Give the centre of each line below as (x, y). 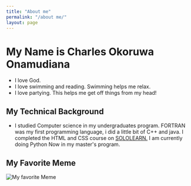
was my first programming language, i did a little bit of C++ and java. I (99, 132)
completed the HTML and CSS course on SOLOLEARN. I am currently (98, 138)
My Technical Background (55, 112)
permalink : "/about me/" (36, 17)
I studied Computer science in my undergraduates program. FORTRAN (100, 126)
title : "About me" (29, 11)
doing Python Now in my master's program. (67, 144)
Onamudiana (38, 64)
